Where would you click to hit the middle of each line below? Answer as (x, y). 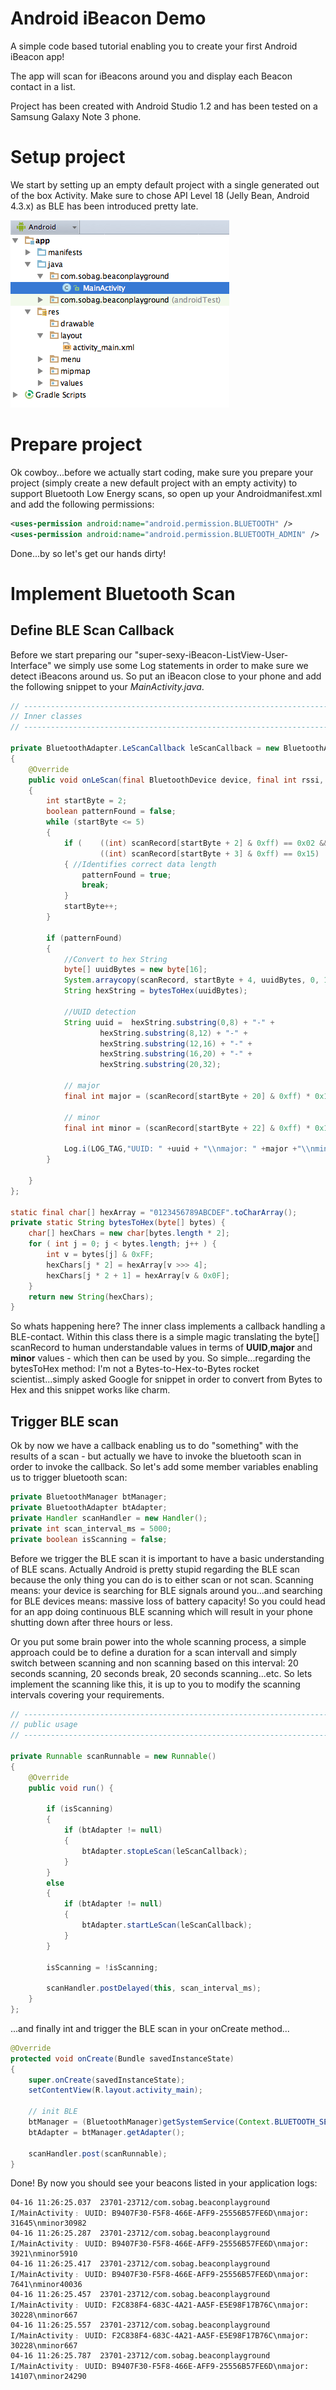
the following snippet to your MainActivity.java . (107, 686)
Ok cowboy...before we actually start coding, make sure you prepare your (162, 472)
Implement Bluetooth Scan (123, 593)
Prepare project (76, 444)
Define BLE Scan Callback (92, 630)
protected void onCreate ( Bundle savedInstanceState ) (122, 2058)
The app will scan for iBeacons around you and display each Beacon (151, 76)
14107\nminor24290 (48, 2377)
